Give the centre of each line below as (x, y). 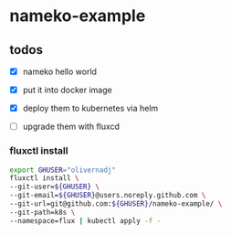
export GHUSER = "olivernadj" (63, 170)
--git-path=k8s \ (42, 212)
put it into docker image (67, 90)
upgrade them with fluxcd (71, 127)
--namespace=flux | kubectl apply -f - (85, 220)
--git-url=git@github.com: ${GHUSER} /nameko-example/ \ (116, 204)
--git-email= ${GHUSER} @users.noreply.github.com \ (108, 196)
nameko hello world (60, 71)
